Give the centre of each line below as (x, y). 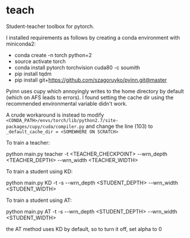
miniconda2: (21, 44)
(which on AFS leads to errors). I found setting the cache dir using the (90, 97)
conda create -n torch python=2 (53, 55)
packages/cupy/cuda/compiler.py (45, 127)
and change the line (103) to (119, 126)
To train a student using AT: (39, 200)
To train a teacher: (28, 142)
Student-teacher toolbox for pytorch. (50, 26)
